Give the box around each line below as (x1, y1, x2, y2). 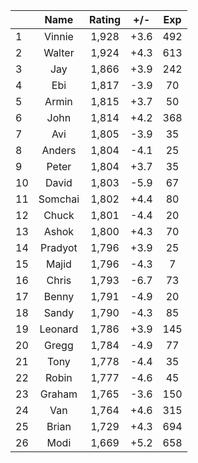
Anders (41, 144, 77, 157)
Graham (39, 387, 78, 401)
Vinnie (43, 30, 74, 43)
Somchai (38, 192, 80, 206)
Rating (89, 13, 122, 26)
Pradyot (40, 241, 78, 254)
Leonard (39, 322, 79, 336)
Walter (43, 46, 75, 59)
